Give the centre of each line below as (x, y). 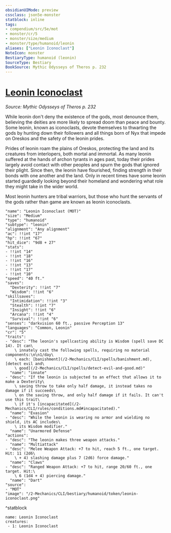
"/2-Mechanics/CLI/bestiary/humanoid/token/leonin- (82, 494)
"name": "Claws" (27, 463)
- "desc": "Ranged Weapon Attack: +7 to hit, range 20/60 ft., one (79, 467)
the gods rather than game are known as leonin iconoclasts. (68, 202)
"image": (15, 494)
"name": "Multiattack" (34, 445)
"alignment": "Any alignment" (38, 229)
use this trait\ (23, 400)
